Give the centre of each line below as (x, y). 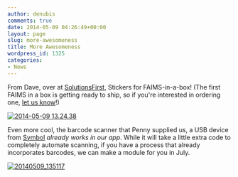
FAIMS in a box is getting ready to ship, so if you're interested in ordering (114, 95)
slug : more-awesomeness (43, 41)
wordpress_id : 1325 (36, 54)
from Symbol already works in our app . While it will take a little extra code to (119, 137)
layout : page (27, 34)
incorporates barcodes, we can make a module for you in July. (99, 152)
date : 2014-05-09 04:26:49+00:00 (57, 27)
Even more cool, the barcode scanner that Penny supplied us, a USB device (118, 129)
